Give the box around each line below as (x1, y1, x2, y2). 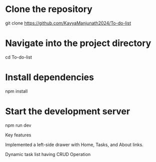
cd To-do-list (5, 54, 32, 60)
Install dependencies (5, 71, 94, 83)
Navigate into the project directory (5, 37, 151, 49)
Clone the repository (5, 3, 92, 15)
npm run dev (5, 122, 31, 128)
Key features (5, 131, 31, 138)
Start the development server (5, 106, 130, 117)
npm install (5, 88, 28, 94)
